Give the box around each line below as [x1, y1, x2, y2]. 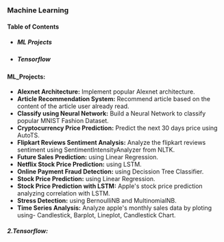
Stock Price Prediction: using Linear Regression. [16, 175, 155, 183]
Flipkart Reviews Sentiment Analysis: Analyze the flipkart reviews [16, 139, 206, 147]
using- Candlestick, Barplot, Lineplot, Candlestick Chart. [16, 211, 176, 219]
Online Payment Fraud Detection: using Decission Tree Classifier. [16, 167, 204, 176]
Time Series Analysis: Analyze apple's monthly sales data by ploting [16, 204, 212, 212]
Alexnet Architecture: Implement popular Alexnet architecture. [16, 88, 195, 96]
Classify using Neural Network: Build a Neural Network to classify [16, 109, 206, 118]
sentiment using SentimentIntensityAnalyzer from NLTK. [16, 146, 175, 154]
